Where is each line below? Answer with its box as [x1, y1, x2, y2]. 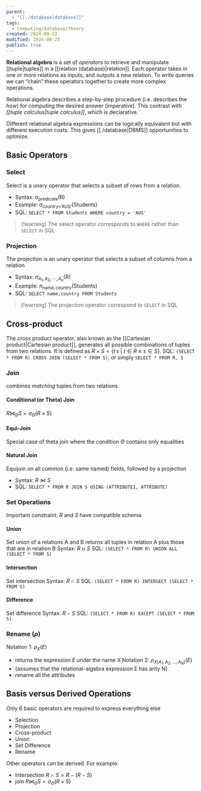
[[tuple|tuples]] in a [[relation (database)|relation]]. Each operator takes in [6, 65, 187, 72]
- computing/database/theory [11, 25, 84, 32]
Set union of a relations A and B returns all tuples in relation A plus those [6, 539, 184, 546]
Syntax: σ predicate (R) [14, 193, 65, 202]
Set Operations [6, 498, 51, 506]
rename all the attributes [14, 672, 75, 679]
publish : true [6, 43, 42, 49]
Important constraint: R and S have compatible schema [6, 512, 142, 519]
